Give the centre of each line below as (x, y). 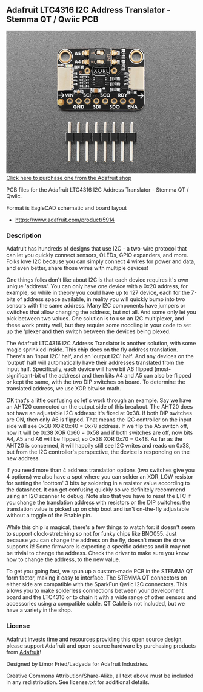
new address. (23, 458)
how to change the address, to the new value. (63, 559)
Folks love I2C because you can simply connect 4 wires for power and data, (101, 261)
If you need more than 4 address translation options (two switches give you (101, 470)
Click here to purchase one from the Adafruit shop (69, 178)
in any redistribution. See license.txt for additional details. (78, 682)
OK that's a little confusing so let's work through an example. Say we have (99, 400)
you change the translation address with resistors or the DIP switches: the (98, 503)
